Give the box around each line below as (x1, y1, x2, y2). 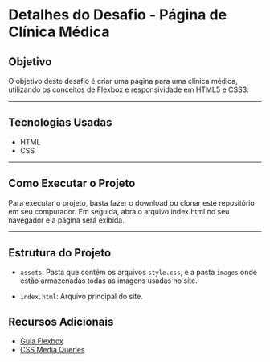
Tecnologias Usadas (8, 115, 112, 130)
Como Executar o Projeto (8, 177, 136, 190)
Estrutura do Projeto (8, 246, 112, 260)
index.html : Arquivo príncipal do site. (19, 292, 143, 302)
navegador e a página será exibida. (8, 215, 125, 225)
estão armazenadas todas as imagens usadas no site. (19, 276, 198, 285)
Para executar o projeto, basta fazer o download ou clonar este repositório (8, 198, 255, 207)
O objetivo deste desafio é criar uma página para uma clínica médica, (8, 77, 239, 85)
